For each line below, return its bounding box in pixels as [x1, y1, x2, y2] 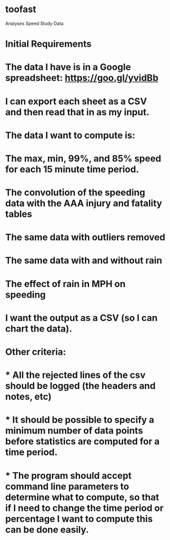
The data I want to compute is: [5, 130, 135, 141]
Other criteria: [5, 346, 66, 358]
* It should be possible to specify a [5, 414, 155, 426]
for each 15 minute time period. [5, 164, 140, 175]
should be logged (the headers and [5, 380, 156, 392]
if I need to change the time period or [5, 502, 164, 514]
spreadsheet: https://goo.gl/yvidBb [5, 72, 159, 84]
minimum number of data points [5, 425, 143, 436]
